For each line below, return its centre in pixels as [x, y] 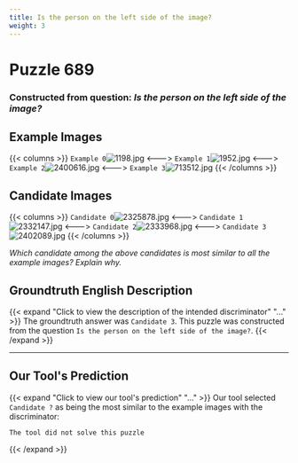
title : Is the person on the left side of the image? [111, 17]
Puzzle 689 [52, 70]
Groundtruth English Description [101, 290]
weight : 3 [27, 26]
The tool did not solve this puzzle [77, 432]
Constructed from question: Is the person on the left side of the [148, 97]
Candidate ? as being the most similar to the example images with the [136, 407]
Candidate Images [61, 196]
